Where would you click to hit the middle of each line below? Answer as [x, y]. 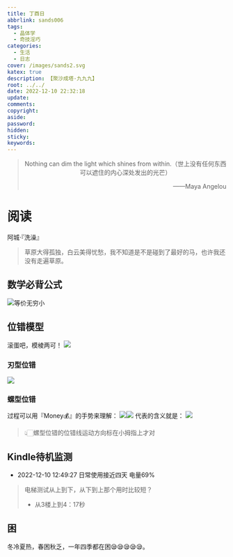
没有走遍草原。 [46, 261]
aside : [17, 117]
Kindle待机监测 [40, 457]
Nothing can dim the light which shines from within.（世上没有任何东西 [125, 164]
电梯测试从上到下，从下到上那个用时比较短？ [88, 490]
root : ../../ [26, 85]
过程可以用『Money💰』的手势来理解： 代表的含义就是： [96, 416]
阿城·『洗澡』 [25, 237]
